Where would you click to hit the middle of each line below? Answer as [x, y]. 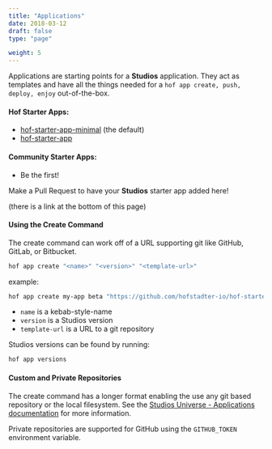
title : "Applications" [47, 16]
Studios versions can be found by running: [79, 345]
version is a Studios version [66, 320]
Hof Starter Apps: [39, 112]
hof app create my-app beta [56, 296]
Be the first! [39, 175]
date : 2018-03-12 [38, 23]
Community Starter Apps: [53, 157]
